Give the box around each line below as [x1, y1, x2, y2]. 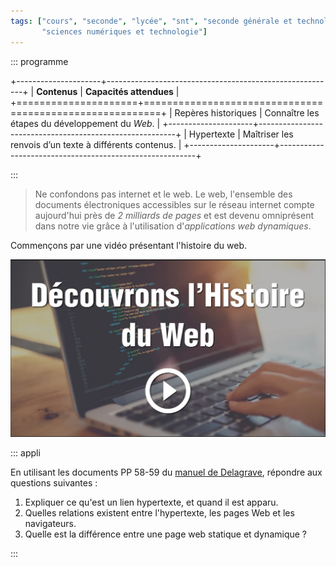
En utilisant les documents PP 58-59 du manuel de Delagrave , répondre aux [10, 466, 323, 479]
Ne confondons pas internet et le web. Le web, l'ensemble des [34, 188, 293, 200]
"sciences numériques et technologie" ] [41, 26, 208, 37]
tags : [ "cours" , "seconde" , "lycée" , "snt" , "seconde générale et [10, 16, 293, 26]
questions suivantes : [10, 477, 98, 489]
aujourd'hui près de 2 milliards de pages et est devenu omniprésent [34, 209, 314, 221]
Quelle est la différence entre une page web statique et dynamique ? [24, 528, 308, 540]
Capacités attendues [84, 85, 174, 97]
